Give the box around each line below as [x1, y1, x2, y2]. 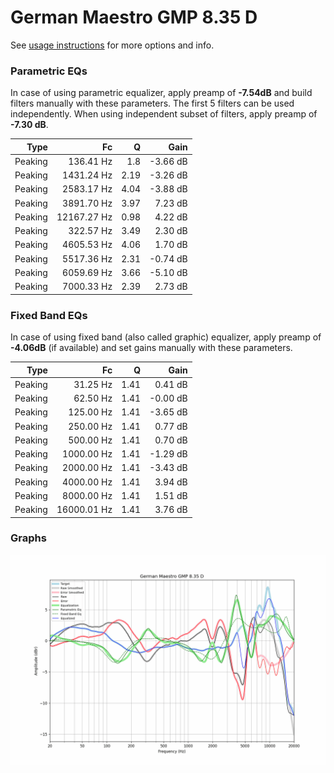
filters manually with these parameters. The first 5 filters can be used [10, 97, 295, 110]
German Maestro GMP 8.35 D [10, 6, 258, 29]
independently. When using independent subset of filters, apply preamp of [10, 108, 318, 120]
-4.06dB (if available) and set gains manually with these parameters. [10, 342, 293, 354]
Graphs [10, 531, 47, 545]
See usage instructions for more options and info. [10, 39, 215, 51]
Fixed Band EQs [10, 308, 88, 322]
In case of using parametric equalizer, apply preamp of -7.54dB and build [10, 87, 313, 99]
